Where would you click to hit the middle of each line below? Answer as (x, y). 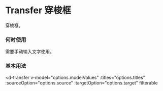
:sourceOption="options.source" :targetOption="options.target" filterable (82, 83)
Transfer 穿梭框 (38, 10)
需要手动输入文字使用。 (30, 52)
